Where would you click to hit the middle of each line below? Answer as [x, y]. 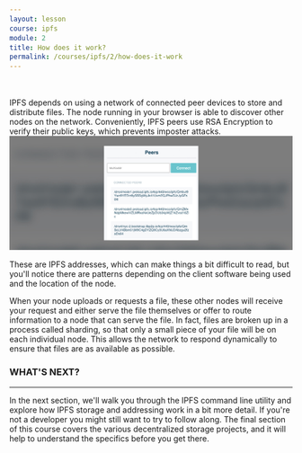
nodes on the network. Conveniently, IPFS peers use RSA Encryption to [141, 122]
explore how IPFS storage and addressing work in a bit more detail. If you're [150, 410]
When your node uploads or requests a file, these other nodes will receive [146, 301]
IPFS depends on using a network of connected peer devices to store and [146, 102]
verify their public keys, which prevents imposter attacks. [115, 131]
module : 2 [28, 38]
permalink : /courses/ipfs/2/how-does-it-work [96, 57]
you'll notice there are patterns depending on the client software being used [150, 274]
